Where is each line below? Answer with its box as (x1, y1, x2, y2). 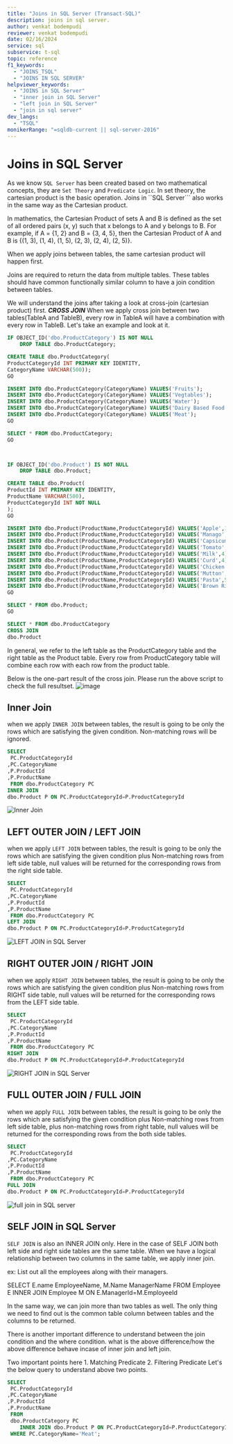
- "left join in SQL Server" (13, 101, 98, 107)
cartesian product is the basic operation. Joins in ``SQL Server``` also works (7, 193, 223, 202)
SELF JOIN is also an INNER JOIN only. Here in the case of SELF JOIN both (7, 1239, 218, 1248)
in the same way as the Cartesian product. (7, 201, 128, 209)
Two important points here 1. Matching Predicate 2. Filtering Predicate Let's (7, 1358, 223, 1366)
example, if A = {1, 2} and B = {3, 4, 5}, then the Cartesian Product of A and (7, 229, 222, 238)
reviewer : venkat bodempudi (7, 29, 89, 37)
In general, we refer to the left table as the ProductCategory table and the (7, 646, 217, 654)
